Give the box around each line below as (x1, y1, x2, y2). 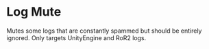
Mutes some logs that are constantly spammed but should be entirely (6, 27, 202, 35)
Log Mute (6, 4, 62, 20)
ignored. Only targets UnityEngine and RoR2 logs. (6, 33, 147, 42)
